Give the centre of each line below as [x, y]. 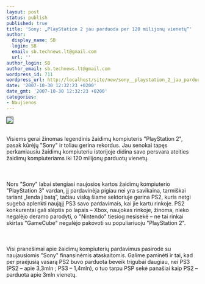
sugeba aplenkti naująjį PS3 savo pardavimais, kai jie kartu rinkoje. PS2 [95, 203]
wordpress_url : [26, 80]
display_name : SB [34, 40]
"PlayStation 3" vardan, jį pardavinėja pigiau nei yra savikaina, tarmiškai [96, 190]
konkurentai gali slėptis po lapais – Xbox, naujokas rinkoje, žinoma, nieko [98, 210]
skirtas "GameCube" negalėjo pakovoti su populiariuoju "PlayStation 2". [96, 222]
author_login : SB [28, 63]
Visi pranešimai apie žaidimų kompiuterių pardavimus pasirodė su [89, 249]
